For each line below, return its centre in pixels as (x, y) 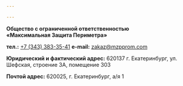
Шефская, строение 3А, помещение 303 (58, 64)
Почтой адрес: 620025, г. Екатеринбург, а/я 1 (65, 76)
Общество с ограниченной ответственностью (68, 28)
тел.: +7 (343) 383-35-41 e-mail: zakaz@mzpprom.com (77, 46)
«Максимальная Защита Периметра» (57, 35)
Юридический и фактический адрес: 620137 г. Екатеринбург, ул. (92, 58)
